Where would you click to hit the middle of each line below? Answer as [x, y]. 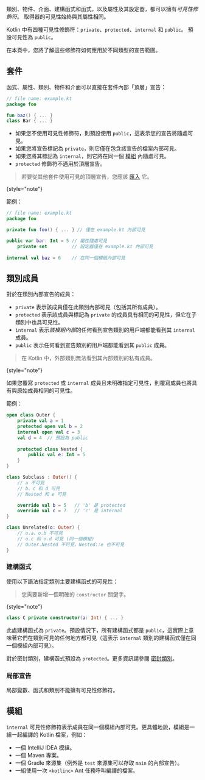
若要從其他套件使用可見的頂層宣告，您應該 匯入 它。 [87, 177]
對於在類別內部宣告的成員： [41, 294]
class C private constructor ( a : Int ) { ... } [65, 618]
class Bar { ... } [30, 121]
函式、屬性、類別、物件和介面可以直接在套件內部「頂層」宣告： [86, 87]
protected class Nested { [50, 449]
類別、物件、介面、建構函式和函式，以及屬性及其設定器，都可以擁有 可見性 [99, 9]
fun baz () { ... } [30, 115]
